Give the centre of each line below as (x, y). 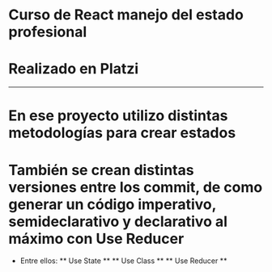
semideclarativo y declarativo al (118, 222)
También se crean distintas (101, 170)
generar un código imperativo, (113, 204)
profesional (48, 32)
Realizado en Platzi (74, 69)
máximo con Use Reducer (96, 239)
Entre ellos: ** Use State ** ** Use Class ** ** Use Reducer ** (123, 261)
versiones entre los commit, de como (136, 187)
